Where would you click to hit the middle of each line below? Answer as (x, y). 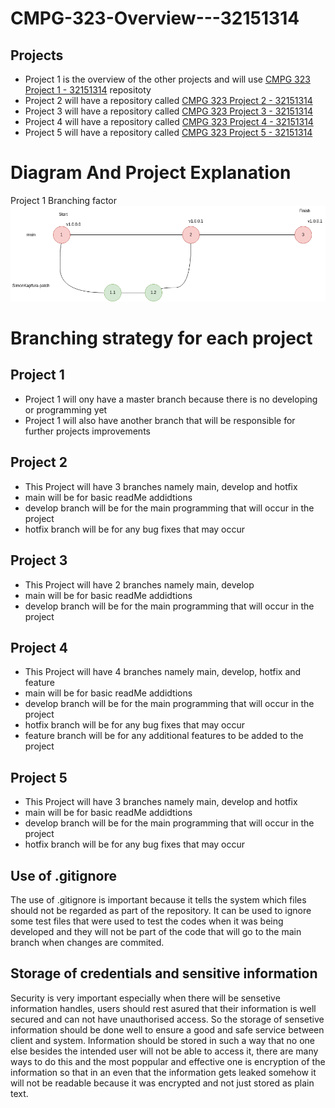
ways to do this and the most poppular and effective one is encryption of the (168, 1061)
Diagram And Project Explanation (151, 173)
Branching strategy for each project (161, 338)
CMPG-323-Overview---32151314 (155, 18)
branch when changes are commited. (87, 942)
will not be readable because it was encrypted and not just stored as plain (162, 1083)
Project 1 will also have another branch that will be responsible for (160, 420)
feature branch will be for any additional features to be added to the (164, 736)
